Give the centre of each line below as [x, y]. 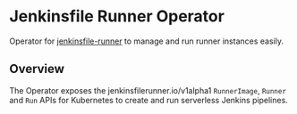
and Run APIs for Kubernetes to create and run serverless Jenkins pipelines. [148, 100]
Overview [37, 69]
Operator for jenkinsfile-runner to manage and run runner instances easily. [147, 41]
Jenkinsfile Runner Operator [117, 16]
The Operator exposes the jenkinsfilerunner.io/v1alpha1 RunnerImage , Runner [148, 90]
